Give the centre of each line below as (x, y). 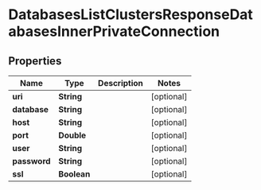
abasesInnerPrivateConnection (114, 31)
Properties (35, 61)
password (31, 161)
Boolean (74, 174)
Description (121, 83)
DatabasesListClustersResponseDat (130, 15)
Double (72, 135)
